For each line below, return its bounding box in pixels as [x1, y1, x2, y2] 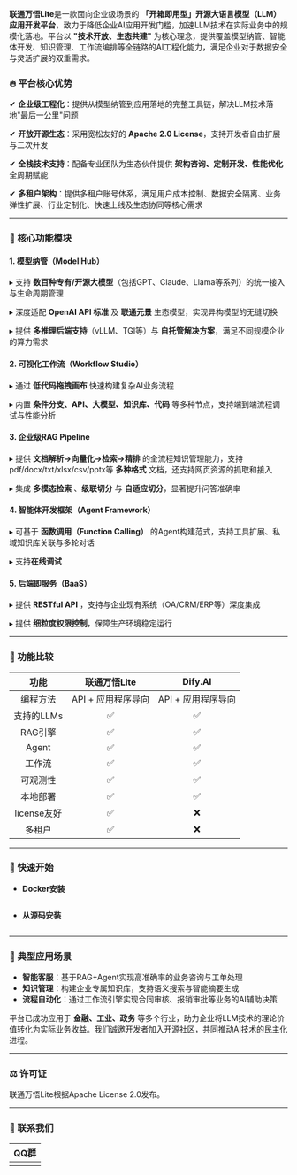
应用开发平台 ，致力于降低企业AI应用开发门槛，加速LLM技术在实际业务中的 [9, 19, 280, 30]
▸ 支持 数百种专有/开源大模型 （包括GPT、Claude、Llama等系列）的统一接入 [9, 277, 286, 288]
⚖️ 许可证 [9, 1068, 47, 1080]
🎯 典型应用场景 [9, 950, 72, 963]
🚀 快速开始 [9, 862, 55, 874]
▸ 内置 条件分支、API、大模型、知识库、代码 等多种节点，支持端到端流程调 [9, 398, 281, 410]
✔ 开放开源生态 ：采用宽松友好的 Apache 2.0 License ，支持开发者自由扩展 [9, 128, 281, 140]
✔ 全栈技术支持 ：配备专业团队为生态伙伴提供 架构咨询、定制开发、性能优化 [9, 158, 284, 169]
